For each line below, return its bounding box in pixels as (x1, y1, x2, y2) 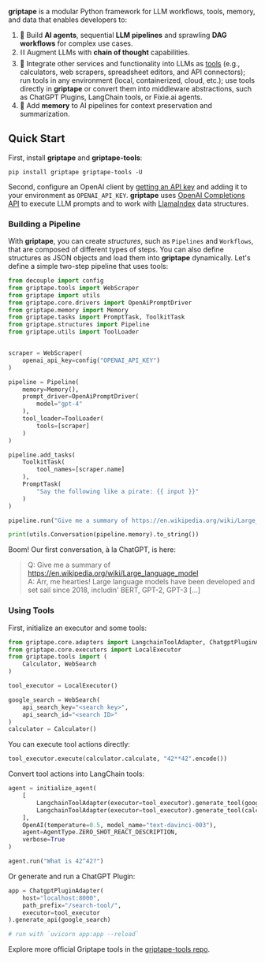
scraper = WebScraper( (8, 349, 83, 357)
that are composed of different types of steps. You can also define (8, 244, 225, 255)
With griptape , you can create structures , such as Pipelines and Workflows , (8, 237, 254, 246)
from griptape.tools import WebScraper (8, 284, 140, 292)
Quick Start (8, 132, 65, 145)
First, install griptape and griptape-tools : (8, 153, 143, 162)
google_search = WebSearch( (8, 695, 101, 704)
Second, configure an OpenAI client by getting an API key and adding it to (8, 181, 248, 192)
